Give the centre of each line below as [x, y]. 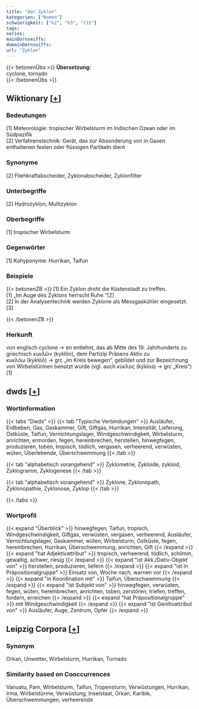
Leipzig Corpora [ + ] [43, 629]
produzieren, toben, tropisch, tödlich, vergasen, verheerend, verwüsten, [94, 447]
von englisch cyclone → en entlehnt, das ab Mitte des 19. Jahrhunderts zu [97, 347]
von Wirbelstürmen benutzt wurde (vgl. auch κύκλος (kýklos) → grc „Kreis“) [99, 366]
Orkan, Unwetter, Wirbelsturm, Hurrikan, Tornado [67, 659]
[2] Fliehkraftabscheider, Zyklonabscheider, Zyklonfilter [74, 175]
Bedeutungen [26, 115]
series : [16, 34]
